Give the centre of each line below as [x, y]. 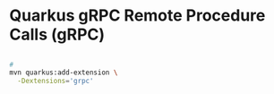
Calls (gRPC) [57, 34]
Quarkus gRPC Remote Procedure [137, 16]
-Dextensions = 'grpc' [56, 81]
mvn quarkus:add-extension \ [64, 73]
